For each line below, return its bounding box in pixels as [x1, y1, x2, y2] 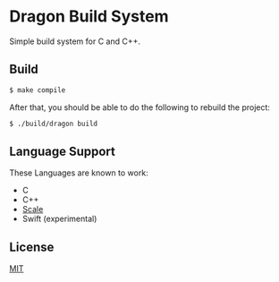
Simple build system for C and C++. [9, 36, 141, 47]
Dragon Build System [9, 6, 169, 27]
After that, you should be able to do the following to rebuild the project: [9, 101, 271, 113]
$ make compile [9, 85, 66, 95]
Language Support [9, 143, 116, 158]
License [9, 239, 55, 254]
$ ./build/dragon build [9, 119, 98, 128]
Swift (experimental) [21, 213, 97, 225]
